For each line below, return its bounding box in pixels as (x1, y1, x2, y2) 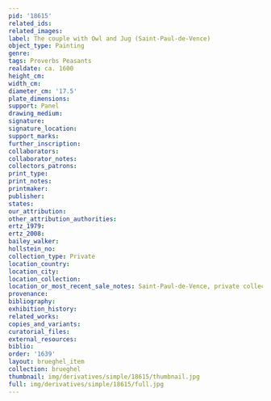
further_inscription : (8, 139, 81, 148)
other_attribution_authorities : (8, 215, 117, 223)
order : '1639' (8, 350, 56, 358)
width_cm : (8, 79, 42, 87)
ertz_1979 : (8, 222, 45, 230)
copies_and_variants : (8, 320, 81, 328)
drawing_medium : (8, 110, 63, 118)
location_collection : (8, 275, 81, 283)
